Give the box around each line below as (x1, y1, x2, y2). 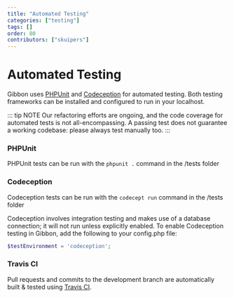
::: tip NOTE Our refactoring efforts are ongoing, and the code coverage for (7, 111, 223, 119)
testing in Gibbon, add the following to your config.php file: (7, 229, 177, 238)
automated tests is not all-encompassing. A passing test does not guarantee (7, 119, 228, 127)
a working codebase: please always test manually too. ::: (7, 126, 171, 134)
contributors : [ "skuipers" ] (7, 37, 90, 44)
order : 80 (7, 30, 36, 37)
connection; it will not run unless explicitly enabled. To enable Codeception (7, 221, 224, 230)
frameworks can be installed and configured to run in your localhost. (7, 98, 205, 106)
